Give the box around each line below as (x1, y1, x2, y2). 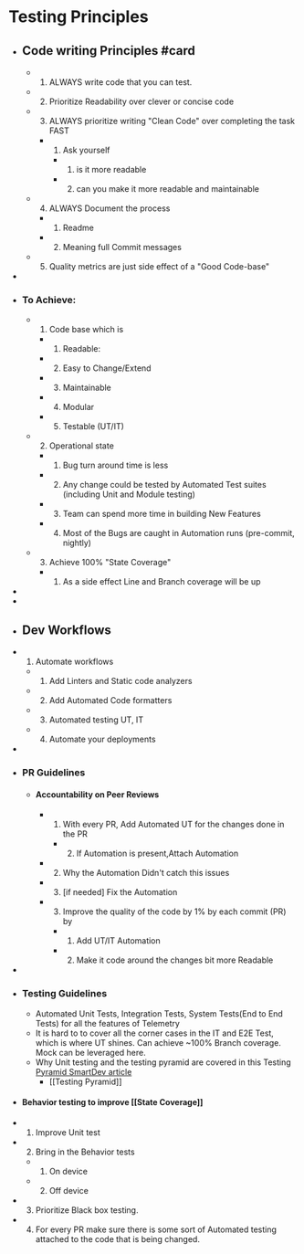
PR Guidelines (21, 766, 86, 779)
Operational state (48, 440, 115, 451)
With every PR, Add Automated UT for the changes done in (62, 819, 285, 830)
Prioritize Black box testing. (35, 1204, 139, 1216)
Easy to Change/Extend (62, 363, 152, 374)
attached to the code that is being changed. (35, 1233, 200, 1244)
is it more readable (76, 164, 147, 174)
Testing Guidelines (21, 987, 108, 1000)
